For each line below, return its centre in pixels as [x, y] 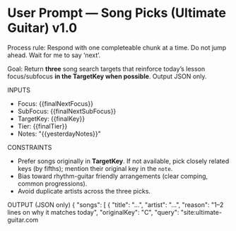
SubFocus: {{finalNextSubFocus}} [67, 111]
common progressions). [52, 183]
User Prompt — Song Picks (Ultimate [117, 13]
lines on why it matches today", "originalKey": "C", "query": [93, 212]
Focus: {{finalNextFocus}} [55, 103]
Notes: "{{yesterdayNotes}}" [59, 134]
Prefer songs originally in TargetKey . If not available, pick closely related [123, 161]
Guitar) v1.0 [42, 28]
